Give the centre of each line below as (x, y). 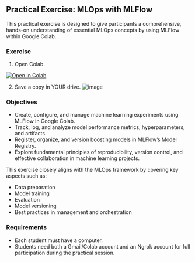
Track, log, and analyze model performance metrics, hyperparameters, (100, 127)
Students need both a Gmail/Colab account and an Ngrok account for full (102, 246)
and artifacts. (30, 134)
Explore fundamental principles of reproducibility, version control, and (98, 152)
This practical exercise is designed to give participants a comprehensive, (94, 23)
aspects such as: (26, 176)
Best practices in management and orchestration (73, 212)
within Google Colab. (31, 36)
